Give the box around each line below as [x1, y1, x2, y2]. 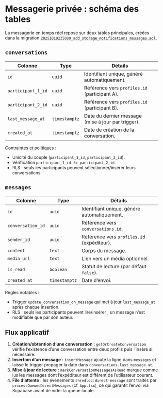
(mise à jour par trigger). [84, 118, 140, 125]
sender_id [7, 237, 30, 242]
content [7, 248, 25, 253]
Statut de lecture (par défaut [81, 263, 147, 270]
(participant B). [84, 104, 119, 111]
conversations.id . [81, 225, 123, 232]
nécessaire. [12, 351, 35, 358]
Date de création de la [84, 126, 134, 133]
